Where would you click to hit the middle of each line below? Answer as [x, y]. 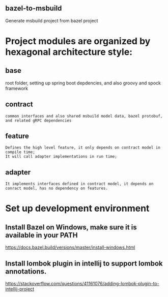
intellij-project [20, 289]
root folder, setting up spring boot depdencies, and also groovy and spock [83, 83]
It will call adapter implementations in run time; [61, 157]
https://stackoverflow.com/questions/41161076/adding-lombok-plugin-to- [82, 284]
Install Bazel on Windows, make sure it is [71, 227]
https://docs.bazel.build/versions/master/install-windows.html [70, 247]
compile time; [20, 152]
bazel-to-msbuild [34, 8]
